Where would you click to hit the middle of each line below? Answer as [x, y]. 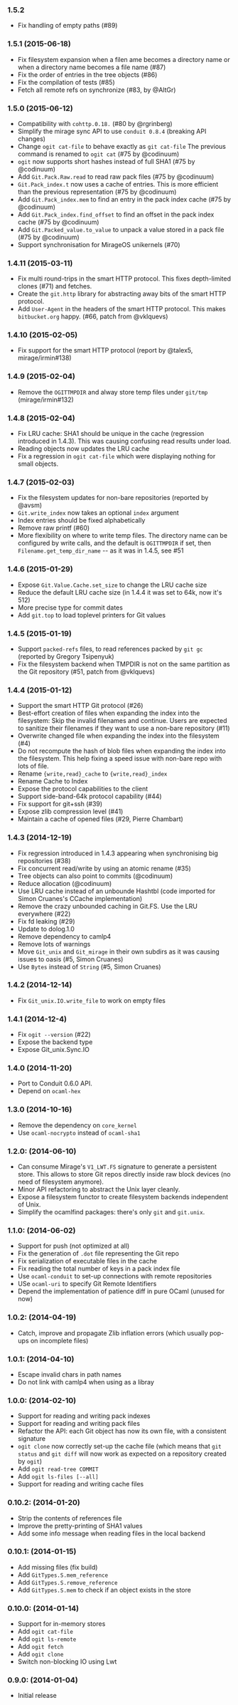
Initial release [37, 1696]
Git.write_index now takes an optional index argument [98, 513]
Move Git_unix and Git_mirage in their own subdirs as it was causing [119, 951]
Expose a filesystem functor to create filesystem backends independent [123, 1197]
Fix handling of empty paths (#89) [67, 26]
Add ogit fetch [40, 1647]
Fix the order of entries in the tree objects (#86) [87, 74]
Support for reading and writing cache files [81, 1484]
